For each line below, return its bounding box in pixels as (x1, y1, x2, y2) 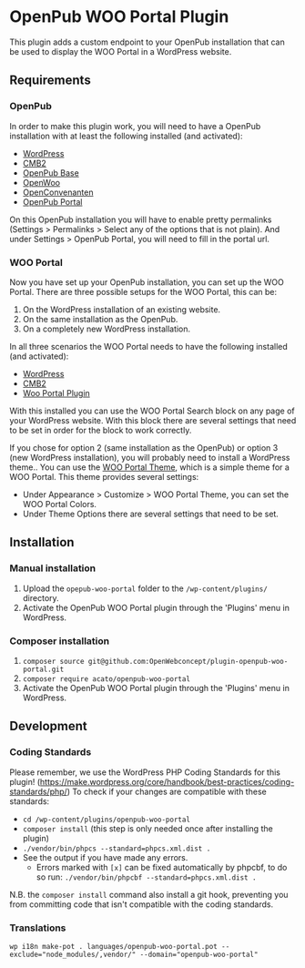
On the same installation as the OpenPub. (22, 313, 178, 324)
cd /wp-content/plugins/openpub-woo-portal (22, 815, 191, 824)
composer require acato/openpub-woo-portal (22, 674, 191, 684)
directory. (22, 592, 59, 603)
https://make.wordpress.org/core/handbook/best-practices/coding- (39, 776, 295, 787)
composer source (22, 657, 85, 666)
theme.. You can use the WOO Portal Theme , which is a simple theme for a (9, 462, 290, 473)
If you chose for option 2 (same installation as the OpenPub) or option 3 (9, 442, 279, 453)
